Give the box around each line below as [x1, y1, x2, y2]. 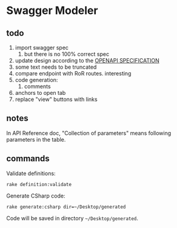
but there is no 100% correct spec [24, 50, 110, 58]
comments [24, 83, 51, 90]
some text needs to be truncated [15, 63, 97, 71]
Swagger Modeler [6, 4, 98, 18]
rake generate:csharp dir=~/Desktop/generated [6, 204, 126, 210]
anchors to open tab [15, 89, 66, 96]
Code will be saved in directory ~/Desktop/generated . [6, 214, 138, 222]
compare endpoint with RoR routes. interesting [15, 70, 132, 77]
